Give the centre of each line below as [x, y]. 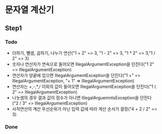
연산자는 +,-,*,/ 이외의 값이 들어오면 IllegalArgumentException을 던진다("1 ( [84, 86]
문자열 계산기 [29, 10]
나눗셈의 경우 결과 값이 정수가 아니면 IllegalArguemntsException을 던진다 [82, 98]
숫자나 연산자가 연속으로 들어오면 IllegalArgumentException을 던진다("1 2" [83, 64]
